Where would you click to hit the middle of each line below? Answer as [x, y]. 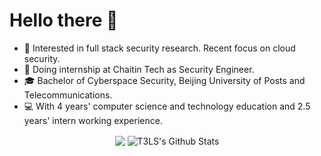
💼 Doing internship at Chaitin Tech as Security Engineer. [139, 69]
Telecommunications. [68, 95]
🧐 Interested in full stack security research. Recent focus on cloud [159, 48]
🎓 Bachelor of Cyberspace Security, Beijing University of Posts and [164, 80]
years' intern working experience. [93, 120]
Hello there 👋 [64, 20]
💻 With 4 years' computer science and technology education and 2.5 [167, 106]
